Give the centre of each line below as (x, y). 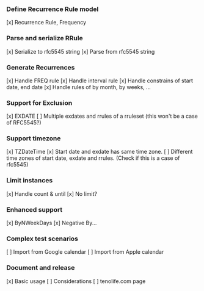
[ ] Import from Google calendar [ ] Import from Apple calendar (85, 252)
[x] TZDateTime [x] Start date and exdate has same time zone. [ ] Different (100, 152)
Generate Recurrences (41, 67)
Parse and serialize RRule (45, 38)
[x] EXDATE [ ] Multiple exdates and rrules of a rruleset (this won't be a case (102, 116)
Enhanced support (35, 209)
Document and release (41, 268)
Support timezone (34, 138)
